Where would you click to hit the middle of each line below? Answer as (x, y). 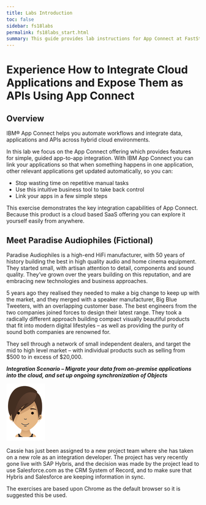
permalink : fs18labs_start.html (48, 32)
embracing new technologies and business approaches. (77, 281)
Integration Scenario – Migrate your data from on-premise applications (99, 368)
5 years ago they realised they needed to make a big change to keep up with (103, 293)
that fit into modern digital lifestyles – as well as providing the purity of (95, 325)
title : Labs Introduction (39, 13)
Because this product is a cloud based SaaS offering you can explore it (96, 215)
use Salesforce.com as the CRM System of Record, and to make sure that (99, 470)
